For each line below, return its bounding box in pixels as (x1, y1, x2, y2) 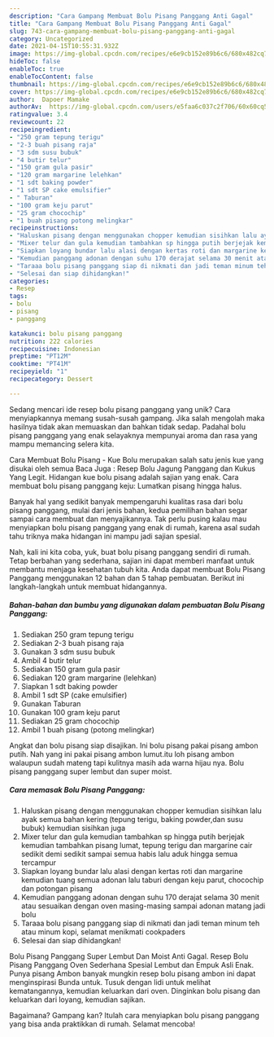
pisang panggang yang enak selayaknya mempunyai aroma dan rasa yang (9, 430, 259, 440)
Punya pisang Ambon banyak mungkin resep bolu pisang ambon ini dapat (9, 969, 256, 978)
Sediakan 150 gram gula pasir (20, 664, 120, 674)
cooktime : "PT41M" (9, 360, 72, 368)
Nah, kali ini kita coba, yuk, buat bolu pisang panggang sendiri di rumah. (9, 547, 251, 556)
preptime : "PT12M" (9, 352, 72, 361)
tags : (9, 292, 28, 301)
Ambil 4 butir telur (20, 655, 82, 665)
